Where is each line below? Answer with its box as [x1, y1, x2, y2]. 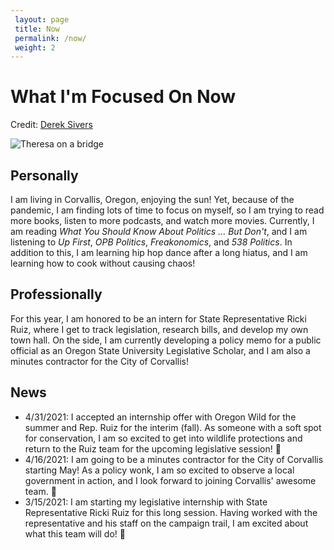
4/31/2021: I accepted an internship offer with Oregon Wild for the [24, 411, 297, 423]
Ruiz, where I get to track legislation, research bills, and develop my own [10, 323, 309, 335]
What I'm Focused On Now [10, 86, 237, 108]
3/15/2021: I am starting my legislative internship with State [24, 496, 268, 508]
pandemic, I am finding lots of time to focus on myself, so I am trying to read [10, 204, 325, 216]
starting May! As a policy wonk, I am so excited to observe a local [24, 464, 295, 476]
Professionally [10, 286, 103, 303]
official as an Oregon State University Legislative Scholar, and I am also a [10, 344, 311, 356]
